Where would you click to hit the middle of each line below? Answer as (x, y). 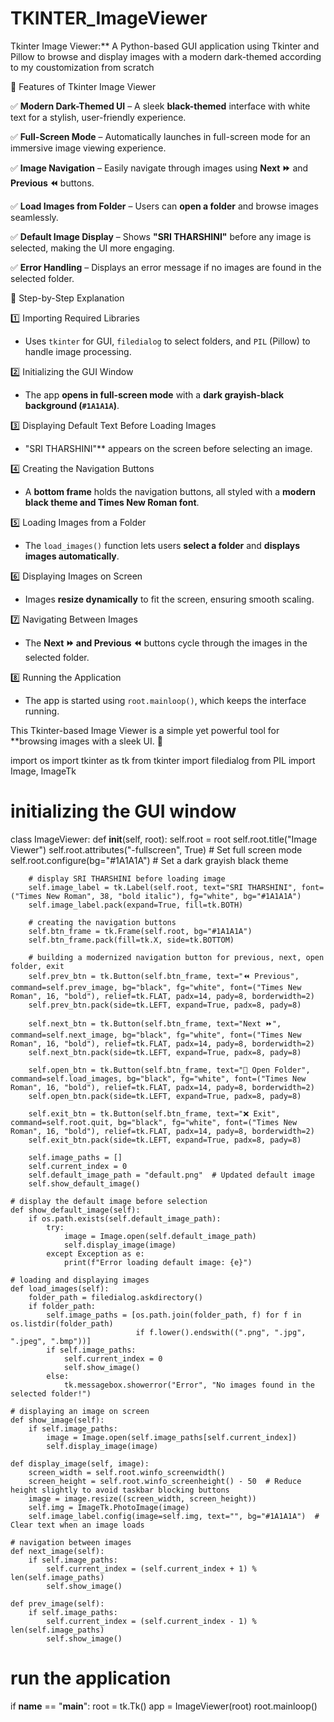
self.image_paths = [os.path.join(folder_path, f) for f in (174, 1315)
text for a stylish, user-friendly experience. (98, 117)
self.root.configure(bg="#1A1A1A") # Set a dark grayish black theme (149, 860)
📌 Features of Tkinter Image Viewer (83, 86)
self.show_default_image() (84, 1183)
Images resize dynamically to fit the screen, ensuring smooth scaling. (169, 599)
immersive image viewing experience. (88, 148)
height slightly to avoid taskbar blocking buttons (120, 1490)
